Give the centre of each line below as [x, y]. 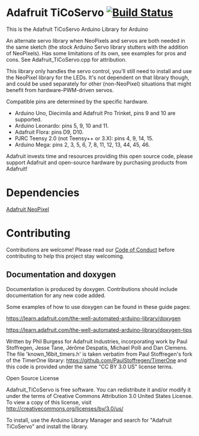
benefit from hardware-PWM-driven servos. [60, 90]
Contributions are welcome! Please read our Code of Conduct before [91, 249]
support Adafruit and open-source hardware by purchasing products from [97, 162]
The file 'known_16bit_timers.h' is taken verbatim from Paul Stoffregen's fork [99, 354]
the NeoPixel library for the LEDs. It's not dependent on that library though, [98, 77]
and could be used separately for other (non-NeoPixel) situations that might [99, 84]
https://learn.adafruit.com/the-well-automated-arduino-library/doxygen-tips [99, 330]
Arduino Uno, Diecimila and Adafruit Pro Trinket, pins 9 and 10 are [95, 113]
